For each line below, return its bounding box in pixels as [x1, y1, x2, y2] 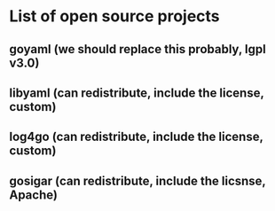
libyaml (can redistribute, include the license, [9, 85, 264, 100]
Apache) [9, 187, 58, 202]
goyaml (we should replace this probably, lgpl [9, 42, 266, 57]
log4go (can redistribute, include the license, [9, 129, 263, 145]
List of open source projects [9, 6, 220, 27]
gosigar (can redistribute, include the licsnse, [9, 173, 266, 188]
